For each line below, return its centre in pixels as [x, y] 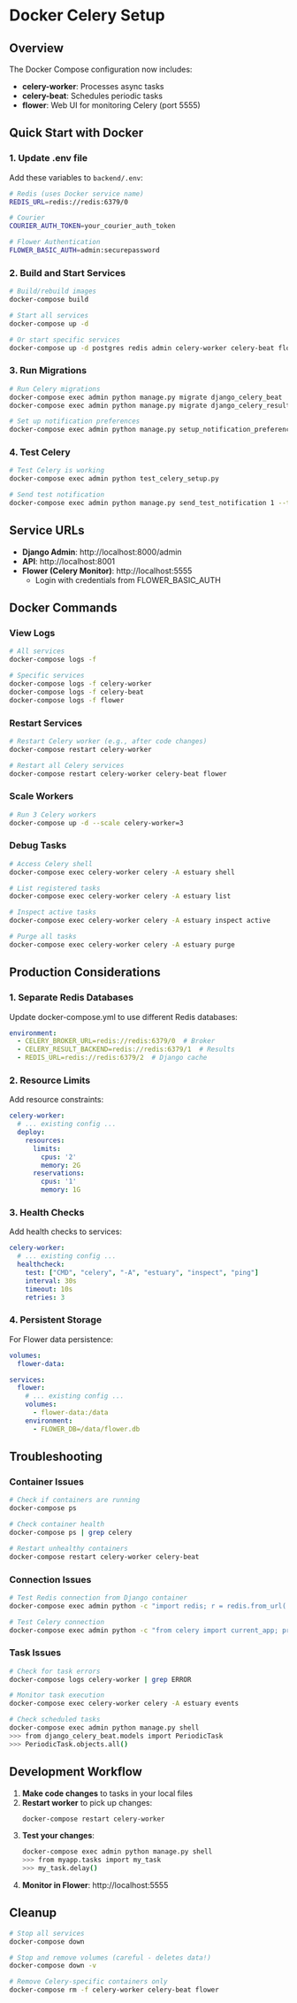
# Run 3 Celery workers [53, 815]
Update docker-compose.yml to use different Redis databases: [124, 1017]
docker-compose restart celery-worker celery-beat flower [118, 774]
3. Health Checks [47, 1213]
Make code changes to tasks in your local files [107, 1793]
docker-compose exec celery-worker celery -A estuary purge [122, 944]
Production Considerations [85, 973]
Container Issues [46, 1481]
